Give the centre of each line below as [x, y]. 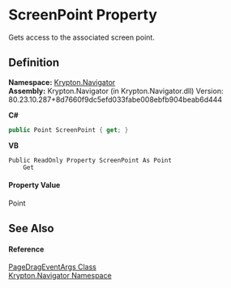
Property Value [34, 185]
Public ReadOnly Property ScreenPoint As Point [90, 160]
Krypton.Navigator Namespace [60, 276]
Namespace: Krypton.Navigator [62, 82]
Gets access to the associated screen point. [82, 37]
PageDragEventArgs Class [53, 267]
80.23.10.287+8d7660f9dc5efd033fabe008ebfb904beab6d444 [115, 100]
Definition [34, 63]
